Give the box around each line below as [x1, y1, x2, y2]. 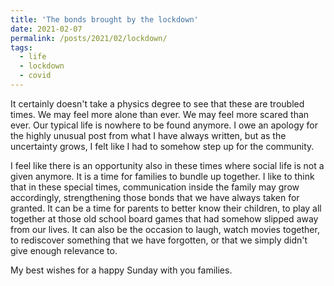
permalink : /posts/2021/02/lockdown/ [10, 33, 168, 43]
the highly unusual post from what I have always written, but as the [10, 129, 287, 141]
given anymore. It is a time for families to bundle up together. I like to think [10, 170, 315, 182]
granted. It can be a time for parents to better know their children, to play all [10, 202, 322, 214]
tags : [10, 42, 33, 53]
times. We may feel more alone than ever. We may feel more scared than [10, 108, 310, 120]
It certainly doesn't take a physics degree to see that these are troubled [10, 97, 305, 110]
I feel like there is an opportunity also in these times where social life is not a [10, 159, 325, 171]
